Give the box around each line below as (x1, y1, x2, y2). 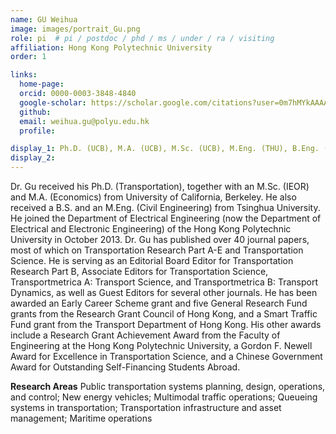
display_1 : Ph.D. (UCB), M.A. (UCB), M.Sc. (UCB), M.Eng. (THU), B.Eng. (10, 144, 320, 154)
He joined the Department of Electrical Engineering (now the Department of (10, 212, 322, 224)
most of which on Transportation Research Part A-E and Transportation (10, 244, 304, 256)
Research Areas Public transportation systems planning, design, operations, (10, 381, 326, 392)
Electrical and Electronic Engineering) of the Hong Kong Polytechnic (10, 223, 292, 235)
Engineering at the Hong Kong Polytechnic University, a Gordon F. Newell (10, 340, 313, 351)
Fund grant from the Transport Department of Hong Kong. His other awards (10, 319, 322, 330)
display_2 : (10, 153, 56, 163)
